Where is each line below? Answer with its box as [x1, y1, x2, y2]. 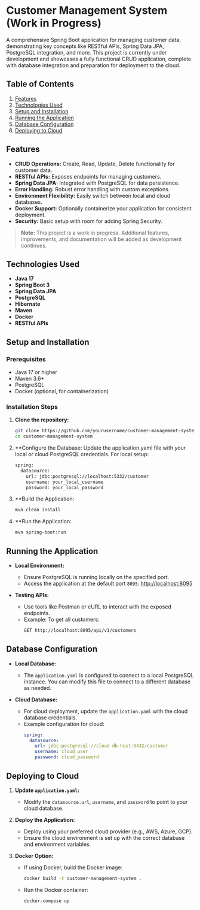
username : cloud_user [35, 749, 88, 755]
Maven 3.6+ [14, 375, 45, 382]
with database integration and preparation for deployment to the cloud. [6, 61, 181, 69]
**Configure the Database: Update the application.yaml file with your [14, 444, 186, 451]
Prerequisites [6, 355, 46, 363]
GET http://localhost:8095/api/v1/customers [23, 628, 137, 634]
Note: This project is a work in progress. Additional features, [20, 229, 170, 236]
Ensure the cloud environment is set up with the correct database [23, 834, 185, 841]
